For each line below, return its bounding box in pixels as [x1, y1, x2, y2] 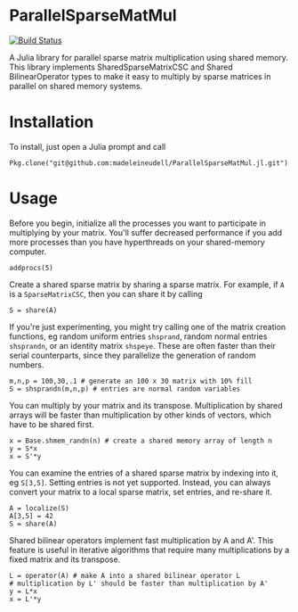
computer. [9, 246, 47, 257]
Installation [9, 112, 94, 132]
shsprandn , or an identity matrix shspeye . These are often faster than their [9, 340, 276, 351]
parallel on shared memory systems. [9, 80, 143, 91]
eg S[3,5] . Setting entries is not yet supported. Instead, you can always [9, 476, 271, 487]
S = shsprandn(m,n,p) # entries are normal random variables [9, 385, 241, 393]
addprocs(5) [9, 263, 53, 272]
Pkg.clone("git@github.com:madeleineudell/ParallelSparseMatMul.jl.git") [9, 158, 289, 168]
